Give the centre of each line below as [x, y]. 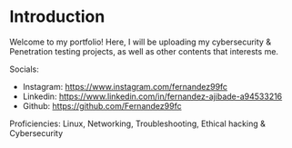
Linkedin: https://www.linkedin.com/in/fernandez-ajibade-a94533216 [152, 96]
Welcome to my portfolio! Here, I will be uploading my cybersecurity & [140, 42]
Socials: [24, 69]
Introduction [57, 17]
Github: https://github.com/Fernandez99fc [102, 105]
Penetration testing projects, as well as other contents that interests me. [144, 51]
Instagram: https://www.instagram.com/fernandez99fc [125, 86]
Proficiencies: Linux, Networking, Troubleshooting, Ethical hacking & [137, 123]
